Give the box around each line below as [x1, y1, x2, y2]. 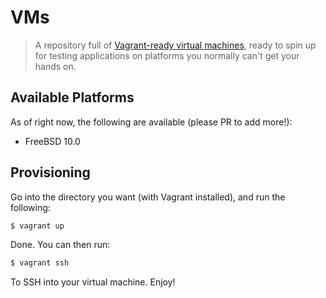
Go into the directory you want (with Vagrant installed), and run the [10, 191, 286, 203]
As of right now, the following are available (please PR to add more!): [10, 116, 293, 128]
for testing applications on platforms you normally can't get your [34, 49, 300, 61]
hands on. [34, 60, 77, 72]
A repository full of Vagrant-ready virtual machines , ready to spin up [34, 39, 317, 51]
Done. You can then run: [10, 239, 111, 251]
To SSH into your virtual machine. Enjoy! [10, 276, 176, 288]
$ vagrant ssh [10, 258, 70, 268]
